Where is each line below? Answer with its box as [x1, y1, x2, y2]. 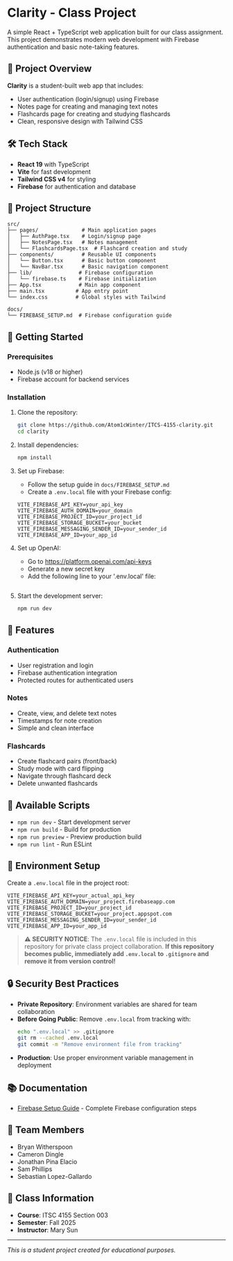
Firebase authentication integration [17, 668, 118, 676]
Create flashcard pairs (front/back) [17, 757, 117, 766]
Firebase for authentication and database [17, 182, 137, 191]
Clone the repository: [17, 409, 78, 417]
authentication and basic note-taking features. [7, 42, 140, 51]
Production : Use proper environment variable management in [17, 1054, 194, 1062]
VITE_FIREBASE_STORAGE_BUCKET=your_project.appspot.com [7, 910, 172, 917]
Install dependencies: [17, 441, 79, 450]
